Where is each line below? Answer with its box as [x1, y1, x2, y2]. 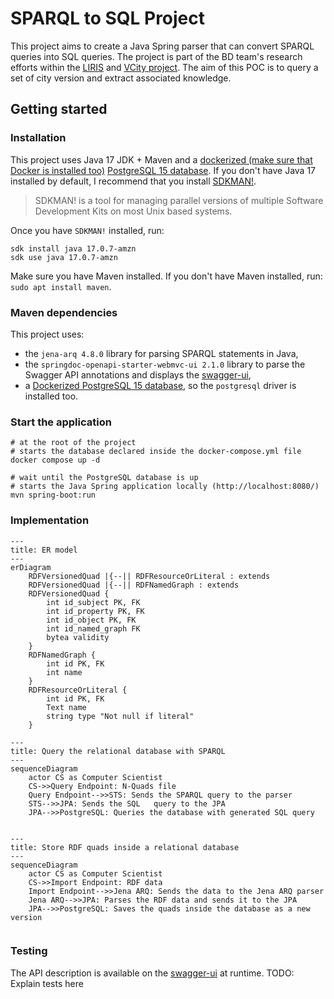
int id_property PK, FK [46, 606, 145, 616]
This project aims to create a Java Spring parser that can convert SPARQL [10, 40, 315, 52]
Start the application [10, 415, 112, 429]
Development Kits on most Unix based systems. [34, 205, 233, 217]
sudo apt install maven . [10, 280, 112, 292]
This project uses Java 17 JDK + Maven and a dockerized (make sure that [10, 153, 313, 166]
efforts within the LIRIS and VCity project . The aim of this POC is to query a [10, 61, 319, 73]
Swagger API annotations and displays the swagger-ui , [24, 368, 252, 381]
